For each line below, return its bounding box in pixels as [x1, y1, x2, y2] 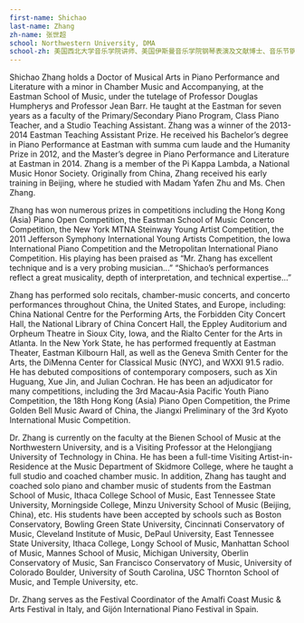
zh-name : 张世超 [9, 30, 67, 39]
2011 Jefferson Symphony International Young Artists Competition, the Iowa [9, 234, 291, 244]
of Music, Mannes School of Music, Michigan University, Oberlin [9, 548, 249, 559]
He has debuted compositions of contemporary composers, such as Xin [9, 367, 278, 378]
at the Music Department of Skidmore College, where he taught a [50, 461, 294, 472]
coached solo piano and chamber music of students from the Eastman [9, 481, 271, 492]
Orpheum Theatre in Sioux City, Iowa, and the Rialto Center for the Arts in [9, 328, 283, 340]
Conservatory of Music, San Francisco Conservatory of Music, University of [9, 558, 292, 569]
